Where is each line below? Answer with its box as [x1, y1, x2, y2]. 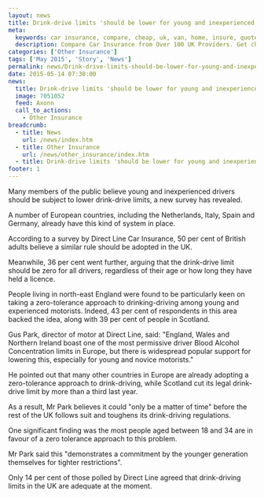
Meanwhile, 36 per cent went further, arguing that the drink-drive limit [8, 257, 234, 267]
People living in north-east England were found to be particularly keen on [8, 290, 245, 299]
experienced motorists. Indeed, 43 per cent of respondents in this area [8, 306, 237, 315]
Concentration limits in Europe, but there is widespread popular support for [8, 347, 251, 356]
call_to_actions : [15, 107, 72, 115]
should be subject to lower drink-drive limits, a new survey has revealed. [8, 195, 243, 205]
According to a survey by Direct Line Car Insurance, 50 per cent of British [8, 234, 246, 243]
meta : [8, 26, 26, 34]
